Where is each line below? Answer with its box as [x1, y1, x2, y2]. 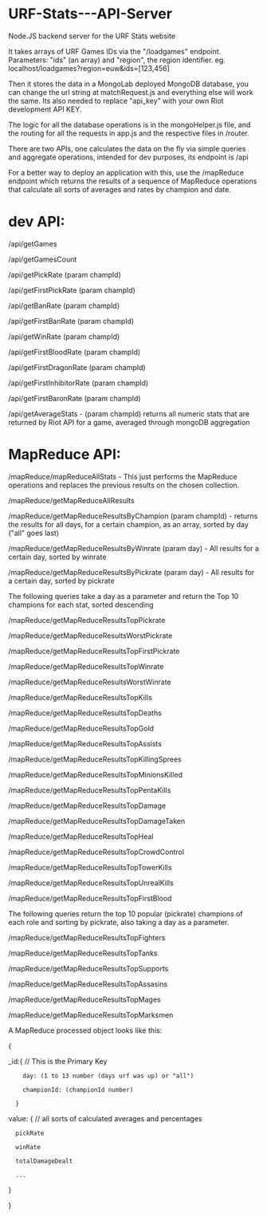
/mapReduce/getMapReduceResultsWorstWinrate [8, 677, 171, 687]
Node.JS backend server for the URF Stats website [8, 31, 176, 41]
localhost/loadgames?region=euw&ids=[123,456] [8, 63, 170, 73]
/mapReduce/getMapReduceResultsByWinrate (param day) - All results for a [8, 543, 259, 553]
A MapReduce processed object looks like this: [8, 1026, 163, 1035]
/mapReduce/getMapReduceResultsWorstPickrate [8, 631, 173, 640]
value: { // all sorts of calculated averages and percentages [8, 1113, 202, 1123]
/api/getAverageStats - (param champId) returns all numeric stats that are [8, 408, 249, 419]
